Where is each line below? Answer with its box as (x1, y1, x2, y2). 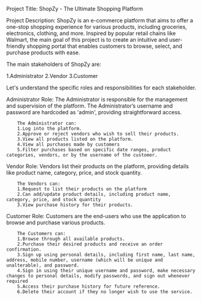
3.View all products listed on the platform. (17, 136, 134, 142)
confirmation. (6, 247, 42, 253)
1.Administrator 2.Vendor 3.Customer (6, 73, 98, 79)
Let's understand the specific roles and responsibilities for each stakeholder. (6, 84, 197, 91)
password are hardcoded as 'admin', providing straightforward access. (6, 109, 182, 115)
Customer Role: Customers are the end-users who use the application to (6, 213, 186, 219)
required (6, 278, 28, 284)
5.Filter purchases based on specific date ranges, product (17, 147, 171, 153)
